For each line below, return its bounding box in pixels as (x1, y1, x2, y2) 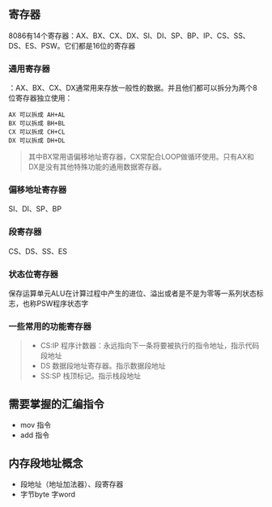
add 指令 (19, 430, 50, 440)
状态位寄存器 (8, 268, 59, 279)
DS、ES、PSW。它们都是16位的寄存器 (8, 40, 136, 50)
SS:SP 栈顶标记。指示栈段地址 (40, 371, 142, 381)
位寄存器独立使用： (8, 93, 73, 103)
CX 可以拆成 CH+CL (8, 128, 66, 136)
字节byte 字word (19, 489, 75, 499)
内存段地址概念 (8, 456, 83, 470)
